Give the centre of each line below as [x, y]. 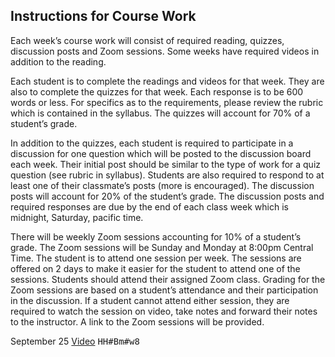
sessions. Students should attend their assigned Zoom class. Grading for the [168, 279]
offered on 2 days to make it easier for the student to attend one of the [155, 268]
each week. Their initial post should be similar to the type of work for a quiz [166, 164]
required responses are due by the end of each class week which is [149, 206]
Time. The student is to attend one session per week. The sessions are [156, 258]
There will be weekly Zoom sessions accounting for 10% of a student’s [156, 236]
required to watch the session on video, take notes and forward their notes [164, 311]
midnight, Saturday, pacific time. [77, 217]
